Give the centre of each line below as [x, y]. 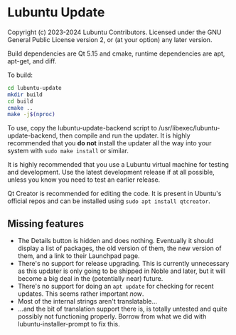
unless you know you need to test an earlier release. [84, 180]
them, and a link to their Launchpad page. [79, 256]
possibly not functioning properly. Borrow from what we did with [112, 316]
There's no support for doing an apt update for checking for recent [116, 287]
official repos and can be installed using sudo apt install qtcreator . [109, 201]
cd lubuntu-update [34, 88]
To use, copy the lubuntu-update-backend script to [82, 128]
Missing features [45, 223]
